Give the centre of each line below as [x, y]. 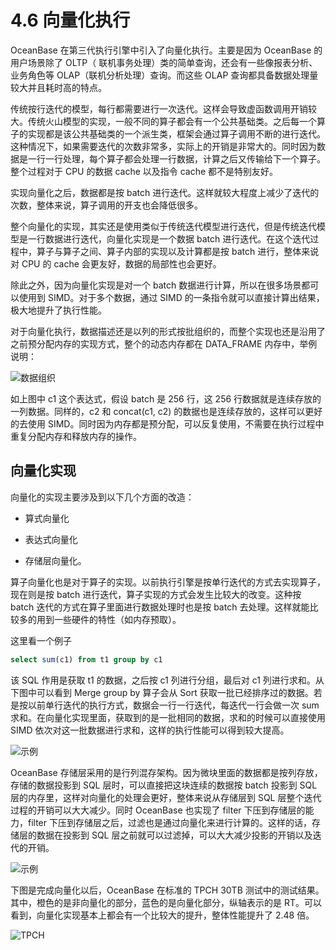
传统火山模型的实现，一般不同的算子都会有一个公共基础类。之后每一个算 [176, 121]
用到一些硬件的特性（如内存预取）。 [109, 619]
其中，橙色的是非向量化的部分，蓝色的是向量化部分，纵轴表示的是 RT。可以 [166, 902]
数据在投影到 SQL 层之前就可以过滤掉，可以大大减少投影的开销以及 [174, 835]
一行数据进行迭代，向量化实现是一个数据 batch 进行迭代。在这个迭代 [169, 238]
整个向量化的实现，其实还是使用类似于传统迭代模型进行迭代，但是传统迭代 [163, 226]
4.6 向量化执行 [70, 20]
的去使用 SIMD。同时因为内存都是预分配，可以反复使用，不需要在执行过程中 [167, 423]
